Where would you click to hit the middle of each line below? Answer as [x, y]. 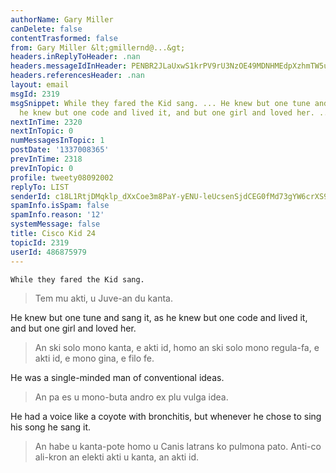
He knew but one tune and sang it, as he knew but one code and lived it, [159, 317]
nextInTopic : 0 [42, 131]
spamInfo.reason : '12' [57, 215]
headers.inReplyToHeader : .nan [75, 57]
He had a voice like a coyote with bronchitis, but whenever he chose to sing [166, 416]
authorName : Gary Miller [62, 19]
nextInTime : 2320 [46, 122]
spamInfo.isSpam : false [60, 206]
